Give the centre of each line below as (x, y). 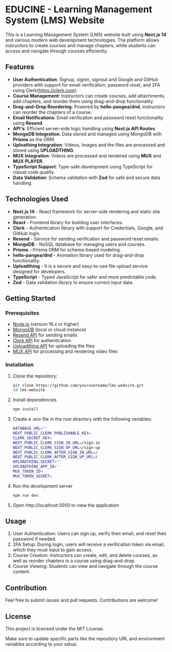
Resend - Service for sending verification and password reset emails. (86, 239)
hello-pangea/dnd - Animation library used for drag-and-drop (78, 255)
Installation (20, 365)
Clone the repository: (35, 376)
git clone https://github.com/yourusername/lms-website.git (78, 385)
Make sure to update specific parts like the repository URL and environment (85, 639)
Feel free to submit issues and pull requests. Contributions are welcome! (82, 600)
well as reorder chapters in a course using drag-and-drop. (74, 561)
